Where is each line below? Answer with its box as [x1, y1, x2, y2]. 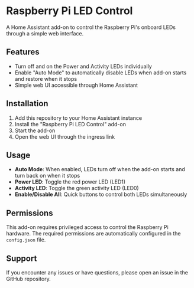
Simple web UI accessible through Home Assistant [14, 81, 138, 89]
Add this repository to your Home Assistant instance [14, 114, 143, 122]
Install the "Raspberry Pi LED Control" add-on [14, 120, 126, 127]
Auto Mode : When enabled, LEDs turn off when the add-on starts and [14, 166, 185, 173]
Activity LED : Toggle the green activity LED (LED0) [14, 185, 139, 192]
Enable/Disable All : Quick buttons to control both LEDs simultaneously [14, 191, 187, 198]
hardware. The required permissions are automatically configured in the [6, 230, 182, 237]
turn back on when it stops [14, 172, 80, 179]
